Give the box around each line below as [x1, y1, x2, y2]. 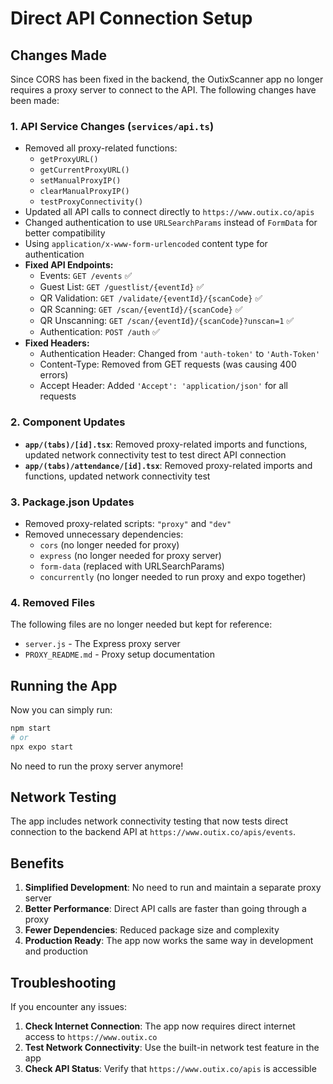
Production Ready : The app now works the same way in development [24, 935, 314, 947]
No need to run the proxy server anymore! [10, 760, 184, 772]
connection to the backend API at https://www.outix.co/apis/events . [10, 826, 297, 838]
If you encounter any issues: [10, 1001, 128, 1013]
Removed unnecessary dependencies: [24, 528, 184, 540]
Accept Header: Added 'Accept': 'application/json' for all [39, 380, 288, 392]
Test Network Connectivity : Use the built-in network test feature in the [24, 1042, 320, 1054]
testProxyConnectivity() [39, 197, 144, 207]
